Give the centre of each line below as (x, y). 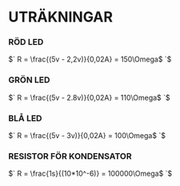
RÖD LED (26, 42)
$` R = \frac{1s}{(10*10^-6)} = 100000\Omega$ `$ (90, 174)
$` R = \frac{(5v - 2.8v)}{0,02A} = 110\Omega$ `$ (89, 97)
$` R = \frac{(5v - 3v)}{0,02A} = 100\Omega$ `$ (87, 136)
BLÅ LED (25, 118)
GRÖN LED (29, 80)
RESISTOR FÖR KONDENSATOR (70, 156)
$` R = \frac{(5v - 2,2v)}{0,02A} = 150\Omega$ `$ (90, 59)
